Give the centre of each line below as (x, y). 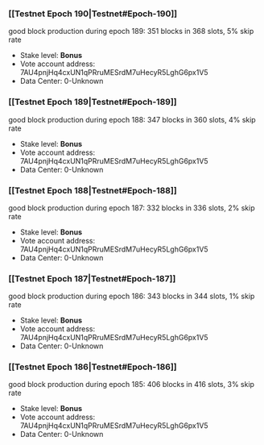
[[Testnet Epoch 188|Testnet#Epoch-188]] (93, 190)
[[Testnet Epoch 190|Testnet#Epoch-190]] (93, 14)
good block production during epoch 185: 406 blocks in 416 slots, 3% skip (132, 385)
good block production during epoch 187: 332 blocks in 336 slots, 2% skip (132, 208)
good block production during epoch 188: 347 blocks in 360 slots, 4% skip (132, 119)
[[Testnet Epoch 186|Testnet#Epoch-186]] (93, 367)
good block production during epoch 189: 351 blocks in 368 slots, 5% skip (131, 31)
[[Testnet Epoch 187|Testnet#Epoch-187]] (92, 278)
